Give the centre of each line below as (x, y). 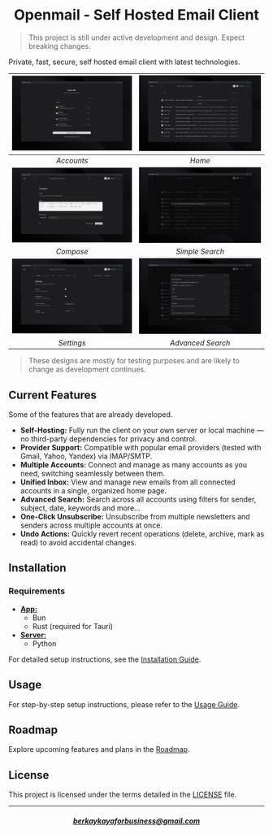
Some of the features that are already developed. (91, 415)
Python (44, 643)
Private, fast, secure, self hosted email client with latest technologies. (125, 62)
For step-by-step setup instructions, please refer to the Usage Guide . (124, 704)
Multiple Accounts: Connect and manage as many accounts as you (134, 465)
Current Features (53, 395)
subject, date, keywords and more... (80, 508)
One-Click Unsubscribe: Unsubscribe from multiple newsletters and (135, 517)
